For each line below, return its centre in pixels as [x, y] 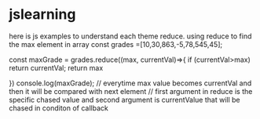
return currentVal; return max [56, 67]
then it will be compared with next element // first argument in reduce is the [131, 91]
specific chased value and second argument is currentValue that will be [125, 99]
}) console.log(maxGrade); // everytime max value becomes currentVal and [130, 83]
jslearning [42, 14]
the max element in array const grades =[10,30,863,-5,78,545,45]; [116, 44]
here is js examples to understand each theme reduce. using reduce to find [130, 36]
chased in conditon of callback [59, 108]
